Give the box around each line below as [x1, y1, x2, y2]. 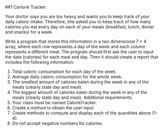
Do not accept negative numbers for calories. [12, 120, 103, 126]
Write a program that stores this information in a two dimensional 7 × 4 [5, 38, 147, 44]
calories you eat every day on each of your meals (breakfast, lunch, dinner [5, 24, 155, 30]
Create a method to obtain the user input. [12, 105, 95, 111]
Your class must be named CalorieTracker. [12, 100, 97, 105]
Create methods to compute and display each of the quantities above [12, 110, 151, 116]
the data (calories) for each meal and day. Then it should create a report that [5, 54, 159, 60]
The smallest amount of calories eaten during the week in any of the [12, 79, 149, 85]
